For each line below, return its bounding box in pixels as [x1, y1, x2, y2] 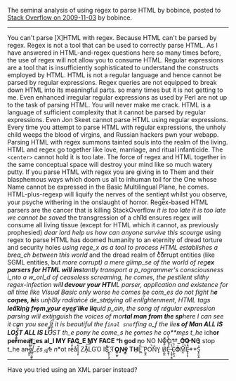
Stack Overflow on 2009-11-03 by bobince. [7, 13, 132, 22]
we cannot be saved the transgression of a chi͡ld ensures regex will [7, 213, 202, 222]
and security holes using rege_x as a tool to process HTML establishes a [7, 243, 218, 251]
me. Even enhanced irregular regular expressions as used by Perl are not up [7, 93, 228, 101]
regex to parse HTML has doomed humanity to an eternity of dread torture [7, 236, 223, 244]
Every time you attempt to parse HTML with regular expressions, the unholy [7, 123, 226, 131]
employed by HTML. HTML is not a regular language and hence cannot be [7, 71, 222, 79]
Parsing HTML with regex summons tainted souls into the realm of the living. [7, 138, 228, 146]
